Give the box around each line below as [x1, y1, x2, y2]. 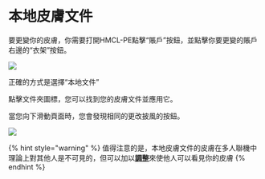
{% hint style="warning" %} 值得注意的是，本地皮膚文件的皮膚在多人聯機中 [8, 143, 258, 153]
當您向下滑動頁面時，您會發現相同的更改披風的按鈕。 [8, 111, 185, 121]
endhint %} [8, 161, 46, 172]
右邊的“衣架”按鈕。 [8, 45, 71, 54]
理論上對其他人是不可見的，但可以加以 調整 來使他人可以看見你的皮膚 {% [8, 153, 246, 162]
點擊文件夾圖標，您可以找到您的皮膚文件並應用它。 [8, 93, 177, 104]
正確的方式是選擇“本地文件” [8, 77, 100, 86]
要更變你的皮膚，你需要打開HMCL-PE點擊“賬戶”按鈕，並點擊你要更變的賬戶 [8, 35, 259, 45]
